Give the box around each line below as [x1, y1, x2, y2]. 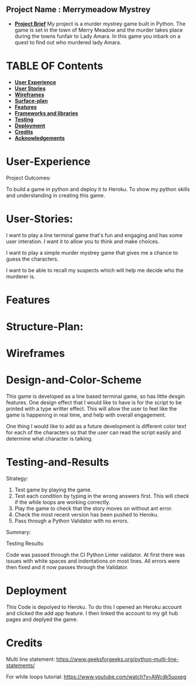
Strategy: [6, 475, 28, 482]
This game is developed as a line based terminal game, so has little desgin [6, 393, 185, 400]
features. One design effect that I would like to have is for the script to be [6, 399, 183, 406]
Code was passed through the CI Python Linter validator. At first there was [6, 552, 185, 559]
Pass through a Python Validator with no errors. [14, 517, 129, 525]
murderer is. [6, 273, 36, 280]
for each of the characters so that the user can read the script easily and [6, 429, 181, 436]
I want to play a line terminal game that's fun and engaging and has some [6, 231, 183, 238]
